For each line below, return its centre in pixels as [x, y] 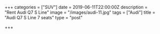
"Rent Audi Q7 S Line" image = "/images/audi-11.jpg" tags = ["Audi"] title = [80, 12]
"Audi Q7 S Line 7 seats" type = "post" [44, 17]
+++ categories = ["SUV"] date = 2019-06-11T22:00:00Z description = [76, 7]
